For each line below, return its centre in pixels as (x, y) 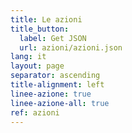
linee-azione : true (51, 94)
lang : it (28, 57)
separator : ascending (55, 76)
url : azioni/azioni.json (71, 47)
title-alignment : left (57, 85)
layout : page (37, 66)
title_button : (40, 29)
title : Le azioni (46, 19)
